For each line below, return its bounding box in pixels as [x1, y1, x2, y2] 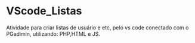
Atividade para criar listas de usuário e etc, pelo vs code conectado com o [6, 24, 189, 31]
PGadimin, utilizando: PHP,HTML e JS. [6, 30, 100, 37]
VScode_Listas [6, 4, 82, 18]
